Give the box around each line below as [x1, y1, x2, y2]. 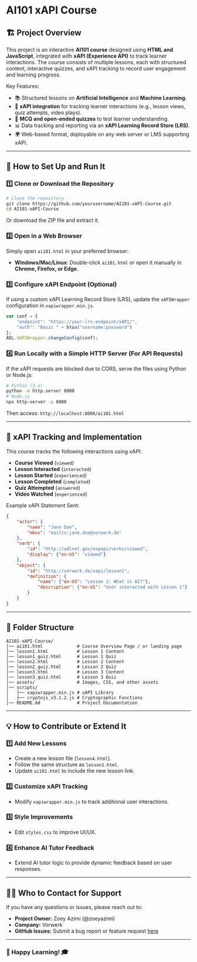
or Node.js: [6, 371, 33, 378]
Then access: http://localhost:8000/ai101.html [6, 410, 124, 417]
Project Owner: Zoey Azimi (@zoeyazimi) [14, 915, 116, 922]
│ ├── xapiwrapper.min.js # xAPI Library [6, 689, 114, 696]
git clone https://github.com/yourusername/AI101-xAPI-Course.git [6, 201, 172, 206]
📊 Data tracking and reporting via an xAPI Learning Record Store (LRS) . [14, 122, 190, 129]
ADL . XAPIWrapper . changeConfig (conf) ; [6, 335, 98, 341]
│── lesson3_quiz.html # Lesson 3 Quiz [6, 674, 117, 680]
